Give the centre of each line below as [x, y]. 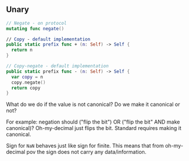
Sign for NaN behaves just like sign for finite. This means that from [85, 146]
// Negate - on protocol [36, 23]
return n [22, 50]
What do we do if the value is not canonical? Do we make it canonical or [93, 104]
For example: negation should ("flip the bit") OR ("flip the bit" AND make [93, 122]
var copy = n [27, 77]
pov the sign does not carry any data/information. [86, 152]
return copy [26, 88]
